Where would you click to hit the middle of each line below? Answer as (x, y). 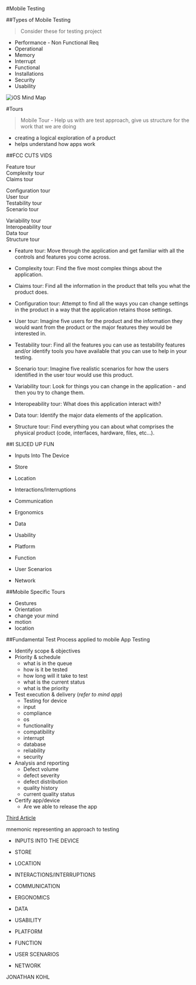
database (35, 744)
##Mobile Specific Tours (36, 592)
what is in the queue (48, 663)
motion (23, 622)
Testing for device (45, 701)
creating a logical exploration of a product (65, 138)
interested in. (30, 333)
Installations (29, 74)
